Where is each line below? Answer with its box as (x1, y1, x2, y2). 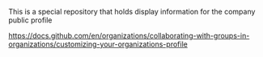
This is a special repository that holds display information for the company (8, 7, 256, 16)
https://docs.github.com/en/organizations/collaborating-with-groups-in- (8, 31, 250, 40)
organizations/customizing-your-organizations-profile (8, 39, 188, 49)
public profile (8, 15, 53, 25)
